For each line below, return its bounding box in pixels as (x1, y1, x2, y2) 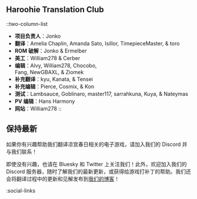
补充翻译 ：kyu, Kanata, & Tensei (14, 75, 93, 82)
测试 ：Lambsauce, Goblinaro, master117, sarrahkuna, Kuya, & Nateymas (14, 90, 188, 97)
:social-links (6, 187, 36, 194)
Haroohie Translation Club (6, 5, 104, 15)
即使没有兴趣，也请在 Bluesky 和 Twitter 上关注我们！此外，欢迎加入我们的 (6, 160, 187, 167)
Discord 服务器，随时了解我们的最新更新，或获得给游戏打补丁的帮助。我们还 (6, 168, 191, 175)
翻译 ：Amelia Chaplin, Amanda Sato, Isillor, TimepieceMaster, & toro (14, 39, 180, 47)
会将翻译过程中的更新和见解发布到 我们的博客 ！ (6, 175, 119, 182)
